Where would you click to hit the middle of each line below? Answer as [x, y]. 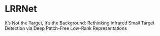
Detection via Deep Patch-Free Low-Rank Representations [66, 28]
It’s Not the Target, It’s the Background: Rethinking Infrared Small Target [80, 23]
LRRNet [21, 9]
